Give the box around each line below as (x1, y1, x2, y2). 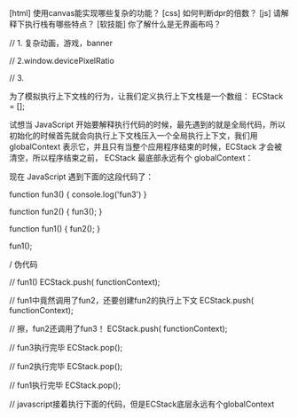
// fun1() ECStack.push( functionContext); (9, 277, 161, 287)
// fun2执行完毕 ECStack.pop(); (9, 361, 123, 371)
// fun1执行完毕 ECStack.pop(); (9, 380, 122, 390)
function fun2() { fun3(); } (9, 207, 103, 217)
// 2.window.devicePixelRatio (9, 56, 115, 66)
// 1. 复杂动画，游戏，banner (9, 38, 114, 48)
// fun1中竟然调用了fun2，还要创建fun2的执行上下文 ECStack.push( (9, 296, 255, 305)
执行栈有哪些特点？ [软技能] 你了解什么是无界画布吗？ (24, 19, 222, 29)
